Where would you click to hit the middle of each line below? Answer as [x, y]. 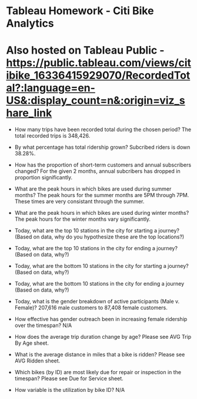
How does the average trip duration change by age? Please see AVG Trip [103, 337]
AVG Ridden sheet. [37, 361]
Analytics [30, 23]
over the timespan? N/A [43, 325]
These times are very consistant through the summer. [79, 201]
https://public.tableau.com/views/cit [99, 63]
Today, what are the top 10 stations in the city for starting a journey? [97, 231]
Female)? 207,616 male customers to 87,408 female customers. [91, 308]
